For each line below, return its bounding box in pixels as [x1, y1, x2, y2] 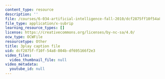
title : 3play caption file [5, 44, 60, 49]
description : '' [5, 12, 38, 17]
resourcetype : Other [5, 39, 48, 44]
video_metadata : [5, 62, 38, 67]
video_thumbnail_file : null [9, 57, 67, 62]
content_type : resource [5, 7, 54, 12]
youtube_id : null [9, 67, 45, 72]
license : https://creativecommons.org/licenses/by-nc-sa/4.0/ [5, 30, 135, 35]
